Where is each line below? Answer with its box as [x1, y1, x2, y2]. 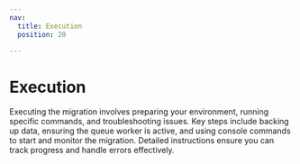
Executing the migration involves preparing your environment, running [9, 106, 269, 117]
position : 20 [17, 30, 67, 39]
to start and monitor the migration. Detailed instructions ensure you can [9, 135, 275, 146]
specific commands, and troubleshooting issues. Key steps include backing [9, 116, 290, 127]
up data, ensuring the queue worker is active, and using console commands [9, 125, 291, 136]
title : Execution [17, 22, 83, 31]
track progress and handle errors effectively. [9, 145, 175, 156]
